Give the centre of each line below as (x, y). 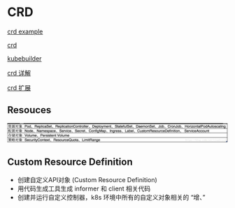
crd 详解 (19, 73)
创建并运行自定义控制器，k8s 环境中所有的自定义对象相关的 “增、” (111, 197)
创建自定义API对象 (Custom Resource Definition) (87, 179)
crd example (25, 31)
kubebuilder (24, 58)
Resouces (29, 110)
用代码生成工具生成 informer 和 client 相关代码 (84, 188)
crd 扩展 (19, 87)
